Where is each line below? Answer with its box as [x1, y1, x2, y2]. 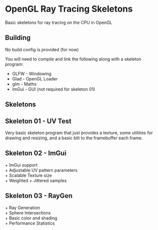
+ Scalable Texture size [5, 172, 52, 178]
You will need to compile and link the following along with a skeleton [5, 56, 142, 62]
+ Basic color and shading [5, 215, 57, 221]
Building [5, 34, 31, 42]
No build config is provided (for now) [5, 46, 79, 52]
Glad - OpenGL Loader [12, 76, 58, 81]
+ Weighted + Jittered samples [5, 177, 67, 183]
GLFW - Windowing [12, 71, 52, 77]
